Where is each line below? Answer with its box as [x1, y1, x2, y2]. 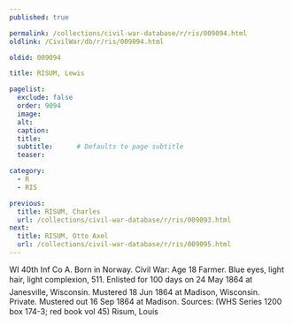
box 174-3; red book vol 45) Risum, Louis [9, 306, 159, 316]
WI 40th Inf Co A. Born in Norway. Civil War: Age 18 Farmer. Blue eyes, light [9, 264, 285, 275]
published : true [9, 12, 69, 22]
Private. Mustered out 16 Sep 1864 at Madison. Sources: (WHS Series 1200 [9, 296, 282, 306]
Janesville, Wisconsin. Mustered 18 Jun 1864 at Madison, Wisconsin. [9, 286, 260, 297]
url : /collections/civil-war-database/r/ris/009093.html [17, 215, 232, 224]
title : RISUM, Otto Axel [17, 231, 109, 241]
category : [9, 167, 46, 176]
